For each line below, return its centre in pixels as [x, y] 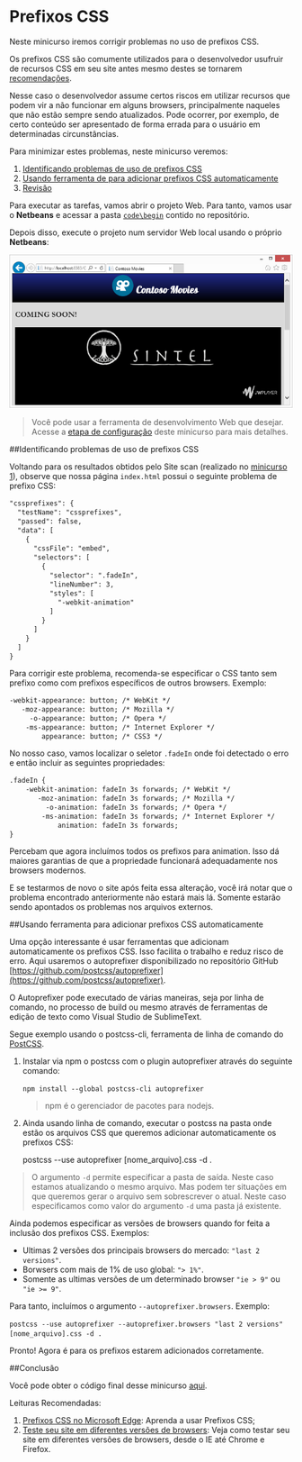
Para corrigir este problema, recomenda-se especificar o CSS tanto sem [143, 673]
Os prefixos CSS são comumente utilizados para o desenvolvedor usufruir [147, 59]
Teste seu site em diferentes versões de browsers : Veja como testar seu [156, 1430]
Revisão [37, 187]
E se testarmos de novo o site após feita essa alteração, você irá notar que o [151, 887]
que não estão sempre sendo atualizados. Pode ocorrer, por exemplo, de [144, 114]
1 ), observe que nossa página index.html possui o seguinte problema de [143, 476]
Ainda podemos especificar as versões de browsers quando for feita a [140, 1223]
